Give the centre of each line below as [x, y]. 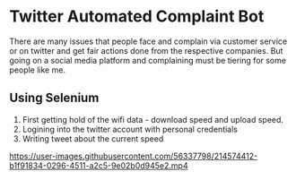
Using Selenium [54, 98]
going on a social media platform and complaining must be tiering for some [148, 60]
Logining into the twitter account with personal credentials [130, 129]
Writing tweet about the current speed [93, 138]
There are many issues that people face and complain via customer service [148, 41]
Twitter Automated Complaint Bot [137, 17]
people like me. [37, 70]
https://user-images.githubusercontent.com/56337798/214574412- [134, 156]
